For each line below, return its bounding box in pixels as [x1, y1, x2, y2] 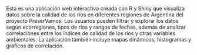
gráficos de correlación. [6, 42, 65, 49]
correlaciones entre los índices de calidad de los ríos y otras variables [6, 30, 176, 37]
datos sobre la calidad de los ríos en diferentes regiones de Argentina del [6, 11, 183, 18]
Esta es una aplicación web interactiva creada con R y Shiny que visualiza [6, 5, 185, 12]
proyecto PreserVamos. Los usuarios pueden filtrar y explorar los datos [6, 18, 179, 24]
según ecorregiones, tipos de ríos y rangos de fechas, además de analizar [6, 23, 186, 30]
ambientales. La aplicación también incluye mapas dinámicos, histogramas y [6, 36, 192, 43]
